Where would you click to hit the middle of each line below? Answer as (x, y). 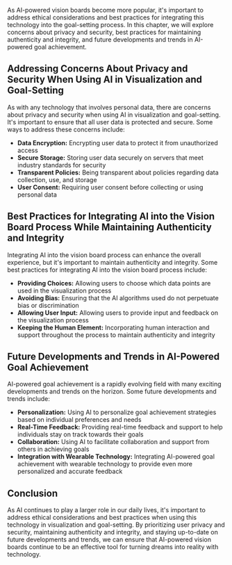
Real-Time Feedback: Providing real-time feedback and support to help (120, 427)
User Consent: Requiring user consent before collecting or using (110, 187)
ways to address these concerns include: (66, 129)
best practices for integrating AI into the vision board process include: (107, 270)
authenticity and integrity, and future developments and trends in (100, 40)
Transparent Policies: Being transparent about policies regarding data (118, 172)
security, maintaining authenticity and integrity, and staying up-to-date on (113, 532)
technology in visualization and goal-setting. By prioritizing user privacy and (116, 525)
